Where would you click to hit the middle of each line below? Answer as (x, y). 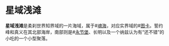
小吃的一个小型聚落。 (28, 38)
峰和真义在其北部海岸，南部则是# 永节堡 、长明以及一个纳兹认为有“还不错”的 (85, 32)
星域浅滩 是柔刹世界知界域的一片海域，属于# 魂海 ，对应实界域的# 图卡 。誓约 (84, 26)
